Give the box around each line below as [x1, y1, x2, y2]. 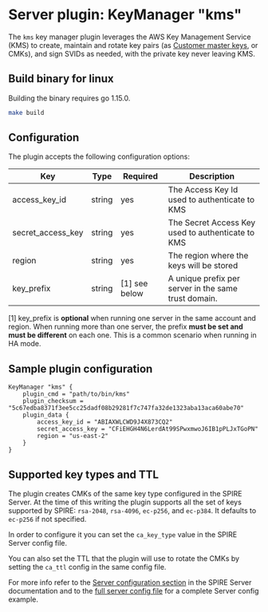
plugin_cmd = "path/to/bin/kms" [22, 390, 130, 398]
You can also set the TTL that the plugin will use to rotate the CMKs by [8, 554, 240, 563]
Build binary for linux [8, 72, 114, 85]
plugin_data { [22, 411, 69, 420]
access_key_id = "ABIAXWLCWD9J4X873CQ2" [37, 418, 173, 426]
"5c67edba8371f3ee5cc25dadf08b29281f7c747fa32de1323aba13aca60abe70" [8, 405, 245, 413]
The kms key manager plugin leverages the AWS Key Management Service [8, 32, 251, 41]
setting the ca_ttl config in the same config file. [8, 563, 167, 572]
